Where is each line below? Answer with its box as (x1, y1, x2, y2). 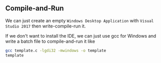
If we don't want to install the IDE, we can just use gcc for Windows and (5, 33, 156, 39)
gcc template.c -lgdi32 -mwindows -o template (5, 48, 106, 53)
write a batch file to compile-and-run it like (5, 38, 96, 44)
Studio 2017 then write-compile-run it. (5, 23, 86, 29)
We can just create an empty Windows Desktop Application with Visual (5, 17, 154, 23)
